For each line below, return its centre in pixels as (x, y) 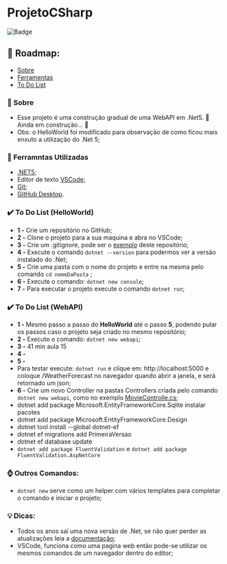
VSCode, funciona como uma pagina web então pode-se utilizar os (112, 545)
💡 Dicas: (21, 516)
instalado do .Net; (42, 259)
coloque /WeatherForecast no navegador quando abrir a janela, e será (116, 375)
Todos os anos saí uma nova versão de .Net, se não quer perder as (112, 531)
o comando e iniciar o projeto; (59, 498)
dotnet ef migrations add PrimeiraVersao (74, 434)
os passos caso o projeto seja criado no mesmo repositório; (101, 331)
